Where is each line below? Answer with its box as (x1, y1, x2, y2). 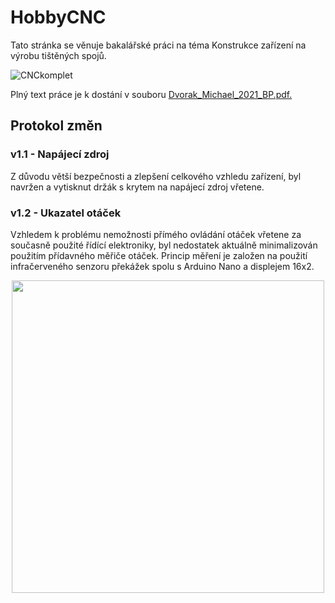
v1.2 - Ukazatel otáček (10, 206, 122, 220)
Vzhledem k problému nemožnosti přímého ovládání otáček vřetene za (10, 228, 302, 240)
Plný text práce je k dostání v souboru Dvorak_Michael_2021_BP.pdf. (10, 88, 293, 100)
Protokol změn (10, 117, 103, 135)
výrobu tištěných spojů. (10, 49, 107, 61)
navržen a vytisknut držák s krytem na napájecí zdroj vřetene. (10, 181, 265, 193)
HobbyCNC (10, 6, 107, 29)
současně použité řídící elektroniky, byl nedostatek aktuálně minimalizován (10, 239, 318, 251)
